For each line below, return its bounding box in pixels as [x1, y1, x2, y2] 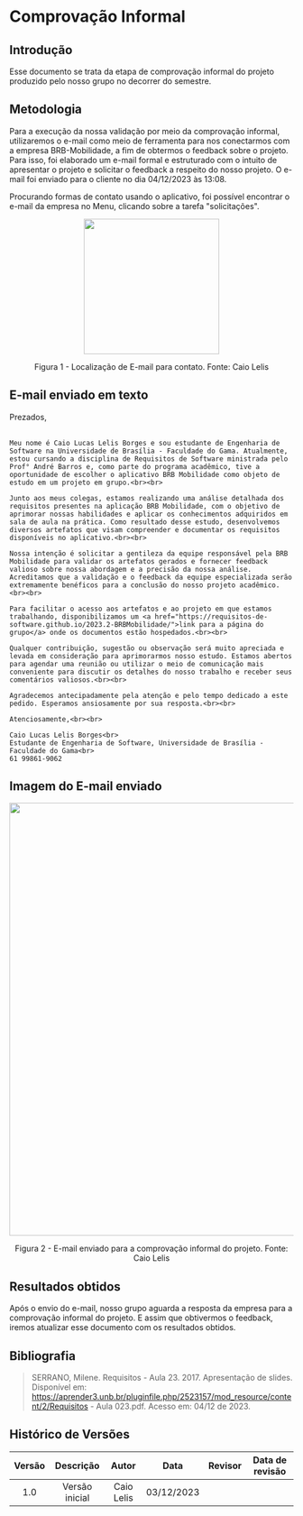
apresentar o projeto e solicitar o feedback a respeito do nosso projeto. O [9, 164, 282, 175]
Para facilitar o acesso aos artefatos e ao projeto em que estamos [9, 604, 272, 613]
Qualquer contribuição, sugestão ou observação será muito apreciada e [9, 643, 284, 653]
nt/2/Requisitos [31, 1401, 88, 1412]
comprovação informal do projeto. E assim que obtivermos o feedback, [9, 1312, 273, 1323]
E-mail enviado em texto [9, 388, 149, 403]
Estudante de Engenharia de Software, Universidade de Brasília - [9, 738, 264, 748]
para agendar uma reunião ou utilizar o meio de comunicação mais [9, 659, 264, 668]
